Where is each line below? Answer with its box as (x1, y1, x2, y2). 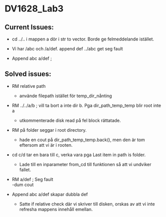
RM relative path (11, 83, 46, 89)
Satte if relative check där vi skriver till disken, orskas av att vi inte (19, 201, 155, 207)
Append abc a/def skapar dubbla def (11, 191, 88, 197)
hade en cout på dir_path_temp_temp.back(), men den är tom (19, 137, 145, 143)
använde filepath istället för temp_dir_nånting (19, 93, 112, 99)
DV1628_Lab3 (4, 3, 64, 14)
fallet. (19, 167, 31, 173)
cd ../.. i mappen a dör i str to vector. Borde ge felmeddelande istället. (11, 36, 155, 42)
